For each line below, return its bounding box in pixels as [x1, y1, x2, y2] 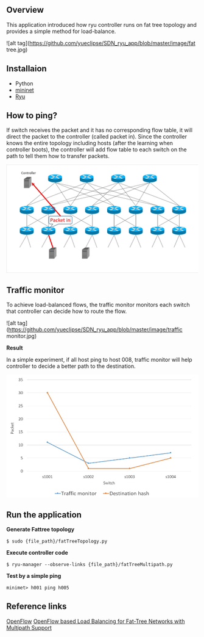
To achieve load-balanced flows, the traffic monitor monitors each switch [6, 301, 190, 309]
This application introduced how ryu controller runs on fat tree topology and [6, 21, 197, 28]
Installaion [6, 63, 47, 74]
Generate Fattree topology [6, 526, 75, 533]
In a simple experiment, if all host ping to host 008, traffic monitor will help [6, 356, 193, 364]
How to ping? [6, 110, 58, 121]
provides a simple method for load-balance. [6, 27, 116, 35]
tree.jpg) [6, 46, 28, 53]
